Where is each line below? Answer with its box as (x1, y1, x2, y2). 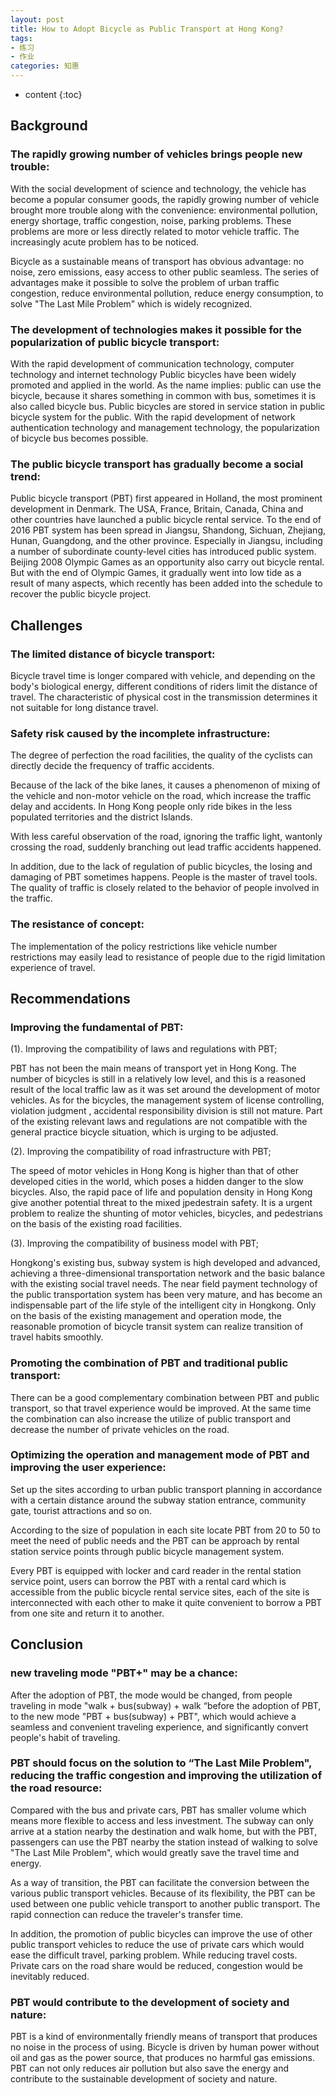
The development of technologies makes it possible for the (10, 322, 303, 336)
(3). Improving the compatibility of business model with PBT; (10, 1237, 259, 1250)
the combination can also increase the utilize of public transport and (10, 1412, 292, 1425)
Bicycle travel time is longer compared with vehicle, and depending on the (10, 669, 316, 681)
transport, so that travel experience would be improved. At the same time (10, 1402, 312, 1414)
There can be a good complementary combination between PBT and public (10, 1391, 320, 1403)
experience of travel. (10, 961, 96, 973)
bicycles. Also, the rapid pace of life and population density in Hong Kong (10, 1186, 313, 1198)
